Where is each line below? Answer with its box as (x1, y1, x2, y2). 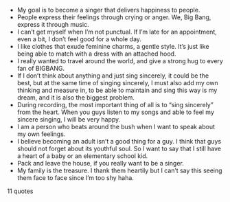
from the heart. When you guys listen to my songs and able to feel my (16, 108, 215, 116)
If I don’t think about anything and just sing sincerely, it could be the (16, 71, 209, 80)
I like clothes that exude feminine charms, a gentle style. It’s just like (16, 43, 209, 50)
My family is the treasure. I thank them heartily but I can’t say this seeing (16, 166, 222, 175)
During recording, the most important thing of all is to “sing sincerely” (16, 101, 214, 109)
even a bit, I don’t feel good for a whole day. (16, 35, 142, 43)
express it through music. (16, 21, 89, 28)
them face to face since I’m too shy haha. (16, 174, 134, 181)
